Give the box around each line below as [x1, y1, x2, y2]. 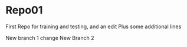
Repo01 [5, 4, 43, 17]
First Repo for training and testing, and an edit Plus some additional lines [5, 23, 182, 30]
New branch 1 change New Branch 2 [5, 34, 94, 41]
